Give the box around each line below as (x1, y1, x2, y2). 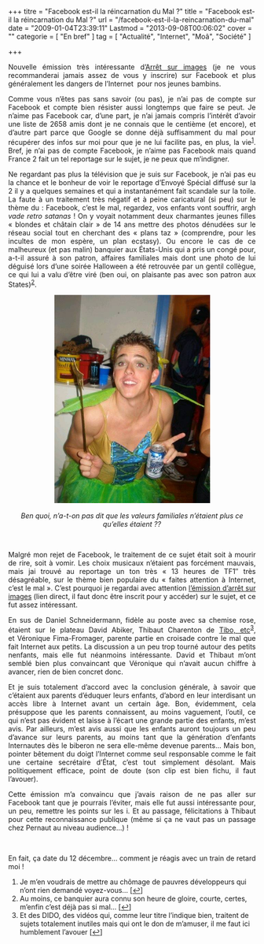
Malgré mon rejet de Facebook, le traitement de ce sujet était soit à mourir (8, 550, 256, 560)
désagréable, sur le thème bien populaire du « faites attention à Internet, (8, 575, 256, 585)
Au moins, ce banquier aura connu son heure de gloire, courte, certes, (19, 894, 247, 903)
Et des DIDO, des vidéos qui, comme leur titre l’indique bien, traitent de (19, 910, 249, 920)
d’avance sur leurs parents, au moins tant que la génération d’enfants (8, 732, 256, 742)
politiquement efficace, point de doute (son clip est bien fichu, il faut (8, 765, 256, 775)
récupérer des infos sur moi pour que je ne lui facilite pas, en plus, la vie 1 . (8, 136, 256, 146)
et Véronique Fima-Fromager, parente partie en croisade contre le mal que (8, 633, 256, 642)
